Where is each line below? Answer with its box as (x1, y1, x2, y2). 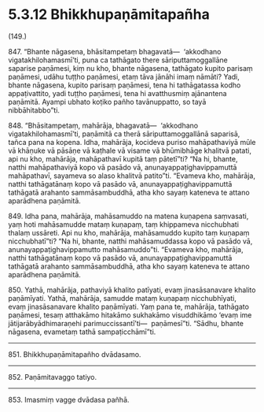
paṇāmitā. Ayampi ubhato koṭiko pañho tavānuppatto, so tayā (8, 97, 207, 106)
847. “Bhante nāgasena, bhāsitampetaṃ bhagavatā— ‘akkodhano (8, 46, 222, 56)
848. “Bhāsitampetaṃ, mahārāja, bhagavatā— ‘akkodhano (8, 121, 199, 130)
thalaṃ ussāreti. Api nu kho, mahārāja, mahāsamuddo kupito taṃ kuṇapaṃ (8, 228, 250, 237)
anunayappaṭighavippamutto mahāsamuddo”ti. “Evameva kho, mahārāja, (8, 244, 244, 254)
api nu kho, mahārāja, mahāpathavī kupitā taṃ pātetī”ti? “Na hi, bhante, (8, 154, 238, 163)
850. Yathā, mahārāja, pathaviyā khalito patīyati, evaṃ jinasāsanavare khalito (8, 285, 256, 295)
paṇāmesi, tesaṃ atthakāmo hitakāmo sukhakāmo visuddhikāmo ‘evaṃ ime (8, 310, 252, 320)
